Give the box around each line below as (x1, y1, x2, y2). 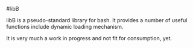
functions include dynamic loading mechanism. (6, 23, 124, 30)
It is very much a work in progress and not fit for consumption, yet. (6, 35, 172, 41)
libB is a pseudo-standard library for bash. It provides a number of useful (6, 17, 188, 23)
